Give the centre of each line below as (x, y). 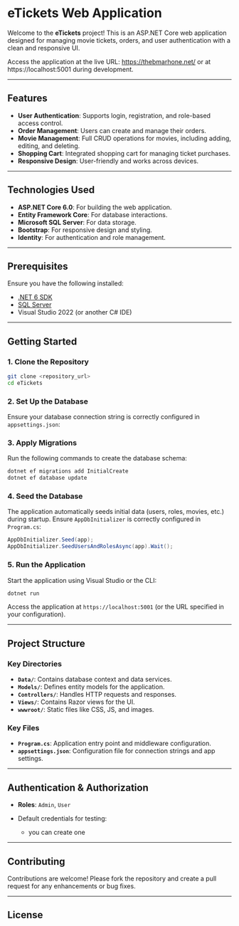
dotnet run (23, 593)
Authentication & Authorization (78, 788)
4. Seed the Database (45, 496)
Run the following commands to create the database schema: (97, 458)
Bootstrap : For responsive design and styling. (85, 230)
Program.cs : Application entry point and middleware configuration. (115, 743)
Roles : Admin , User (44, 805)
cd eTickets (25, 383)
